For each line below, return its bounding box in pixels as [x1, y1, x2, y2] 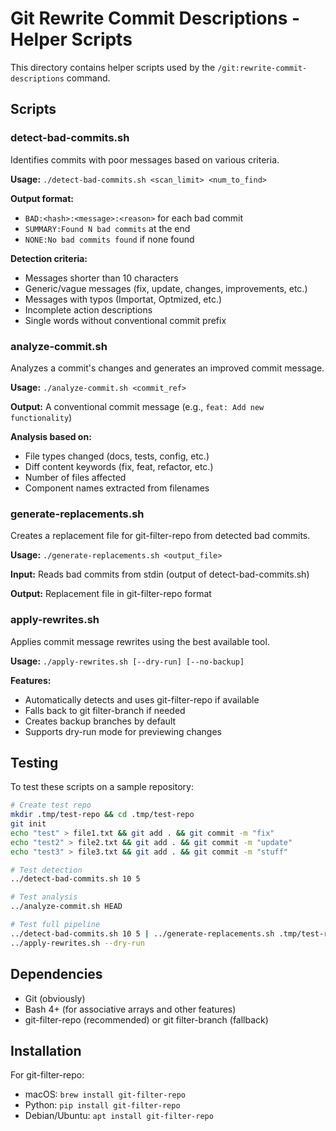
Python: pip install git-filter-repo [24, 1099, 181, 1111]
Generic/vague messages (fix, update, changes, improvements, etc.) [24, 282, 308, 294]
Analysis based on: [10, 430, 92, 442]
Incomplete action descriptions [24, 303, 153, 316]
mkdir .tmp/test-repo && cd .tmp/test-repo [10, 810, 195, 820]
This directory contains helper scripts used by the [10, 61, 216, 73]
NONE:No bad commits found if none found [24, 233, 195, 245]
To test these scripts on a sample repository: [10, 781, 194, 793]
